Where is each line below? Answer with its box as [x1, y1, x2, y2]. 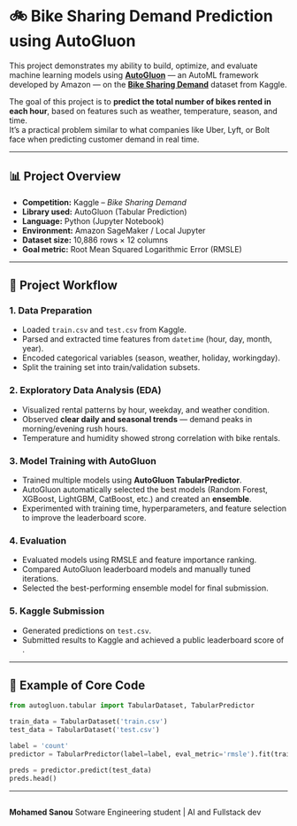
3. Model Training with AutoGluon [9, 454, 156, 467]
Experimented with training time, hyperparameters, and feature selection [21, 503, 287, 513]
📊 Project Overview [9, 169, 121, 184]
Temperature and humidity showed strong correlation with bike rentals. [21, 432, 281, 443]
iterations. [21, 574, 59, 584]
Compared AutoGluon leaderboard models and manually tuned [21, 564, 251, 575]
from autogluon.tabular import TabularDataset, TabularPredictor [9, 701, 255, 710]
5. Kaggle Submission [9, 605, 105, 617]
